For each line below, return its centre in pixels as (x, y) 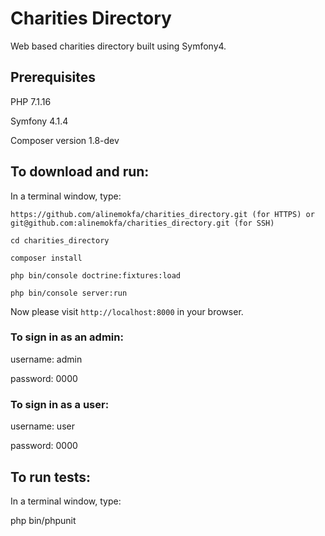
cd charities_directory (60, 240)
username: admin (46, 359)
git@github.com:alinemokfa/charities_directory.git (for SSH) (142, 223)
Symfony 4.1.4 (39, 121)
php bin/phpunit (43, 520)
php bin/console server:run (69, 293)
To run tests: (50, 477)
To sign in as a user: (60, 404)
